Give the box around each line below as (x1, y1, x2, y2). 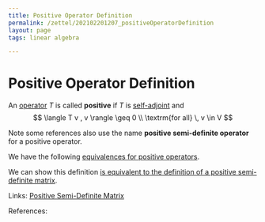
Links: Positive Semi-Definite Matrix (8, 191, 125, 201)
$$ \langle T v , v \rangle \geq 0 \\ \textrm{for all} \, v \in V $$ (32, 113, 233, 122)
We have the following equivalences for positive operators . (8, 152, 200, 162)
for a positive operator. (8, 137, 83, 146)
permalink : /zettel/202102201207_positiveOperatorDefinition (8, 19, 214, 27)
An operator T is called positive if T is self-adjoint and (8, 100, 184, 111)
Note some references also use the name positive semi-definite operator (8, 128, 249, 138)
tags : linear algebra (8, 33, 80, 42)
